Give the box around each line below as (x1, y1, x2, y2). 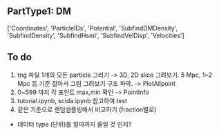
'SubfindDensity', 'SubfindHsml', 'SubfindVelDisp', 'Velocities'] (7, 31, 184, 39)
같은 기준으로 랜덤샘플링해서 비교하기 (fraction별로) (17, 105, 157, 114)
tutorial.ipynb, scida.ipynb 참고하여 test (17, 96, 128, 105)
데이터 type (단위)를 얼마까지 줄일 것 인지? (17, 120, 132, 128)
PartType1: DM (7, 6, 71, 17)
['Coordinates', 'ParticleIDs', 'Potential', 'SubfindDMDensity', (7, 24, 178, 32)
